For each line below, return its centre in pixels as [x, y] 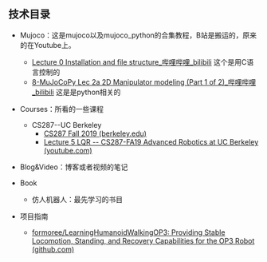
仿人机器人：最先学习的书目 [77, 199]
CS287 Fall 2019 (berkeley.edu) [95, 133]
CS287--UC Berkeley [67, 125]
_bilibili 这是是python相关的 [76, 92]
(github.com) [53, 249]
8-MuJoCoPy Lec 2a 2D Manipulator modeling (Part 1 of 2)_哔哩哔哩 [144, 81]
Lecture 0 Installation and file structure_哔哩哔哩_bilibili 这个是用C [139, 62]
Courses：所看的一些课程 [61, 109]
